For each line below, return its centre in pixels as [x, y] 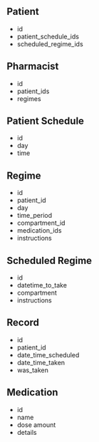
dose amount [36, 425]
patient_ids [33, 91]
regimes [29, 98]
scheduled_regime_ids [50, 44]
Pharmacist [33, 67]
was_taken [33, 370]
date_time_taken [41, 362]
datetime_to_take [42, 285]
